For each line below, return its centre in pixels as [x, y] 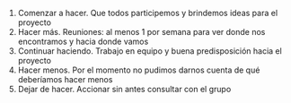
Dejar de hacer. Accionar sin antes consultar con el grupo [124, 89]
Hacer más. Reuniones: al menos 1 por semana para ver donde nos [141, 32]
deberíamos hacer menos [65, 79]
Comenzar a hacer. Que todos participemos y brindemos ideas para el [148, 13]
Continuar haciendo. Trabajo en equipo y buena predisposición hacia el [150, 51]
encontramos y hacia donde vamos [83, 41]
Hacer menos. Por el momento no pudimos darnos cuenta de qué [139, 70]
